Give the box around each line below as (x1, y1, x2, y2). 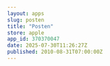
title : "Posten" (7, 23, 54, 30)
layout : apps (7, 10, 45, 17)
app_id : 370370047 (7, 36, 60, 43)
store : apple (7, 29, 45, 36)
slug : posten (7, 16, 45, 23)
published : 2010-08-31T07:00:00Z (7, 49, 103, 56)
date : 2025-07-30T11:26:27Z (7, 42, 88, 49)
